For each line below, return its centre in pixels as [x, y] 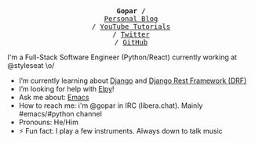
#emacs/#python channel [60, 114]
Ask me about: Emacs [54, 97]
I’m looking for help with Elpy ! [66, 89]
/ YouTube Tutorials [131, 27]
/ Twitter [131, 34]
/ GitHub [131, 42]
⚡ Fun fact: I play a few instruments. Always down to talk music [120, 131]
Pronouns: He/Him [49, 122]
